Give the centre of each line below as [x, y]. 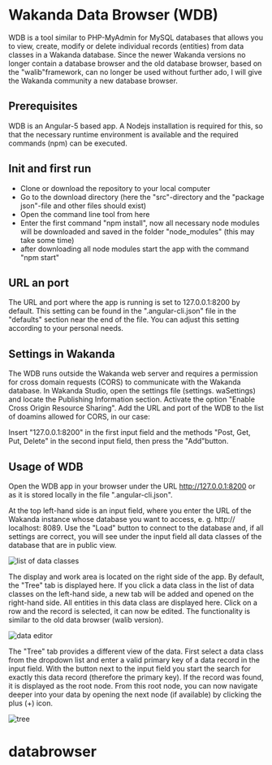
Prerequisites [43, 106]
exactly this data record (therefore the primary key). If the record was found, [136, 677]
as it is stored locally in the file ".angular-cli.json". [91, 495]
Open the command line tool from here [85, 214]
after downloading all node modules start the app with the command [134, 249]
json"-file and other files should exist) [83, 206]
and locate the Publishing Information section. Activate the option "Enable [132, 399]
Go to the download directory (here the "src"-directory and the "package [142, 197]
